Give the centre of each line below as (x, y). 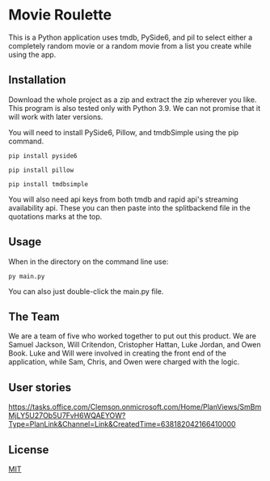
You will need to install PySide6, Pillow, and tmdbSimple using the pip (124, 132)
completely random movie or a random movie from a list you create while (130, 45)
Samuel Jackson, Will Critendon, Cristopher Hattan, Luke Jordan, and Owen (135, 345)
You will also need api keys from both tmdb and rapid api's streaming (123, 199)
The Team (34, 316)
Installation (37, 80)
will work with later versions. (56, 117)
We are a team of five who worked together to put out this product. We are (133, 336)
